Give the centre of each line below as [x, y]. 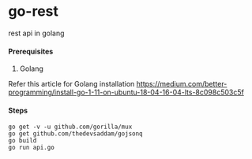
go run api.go [32, 148]
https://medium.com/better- [182, 84]
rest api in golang [36, 33]
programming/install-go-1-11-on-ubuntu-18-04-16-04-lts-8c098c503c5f [126, 92]
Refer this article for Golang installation [71, 84]
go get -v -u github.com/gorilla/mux [70, 127]
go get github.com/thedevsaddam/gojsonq [76, 134]
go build [23, 141]
